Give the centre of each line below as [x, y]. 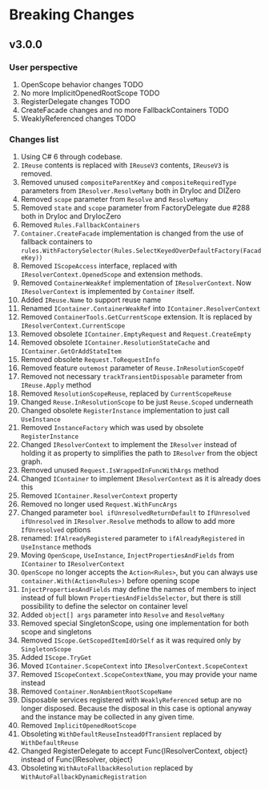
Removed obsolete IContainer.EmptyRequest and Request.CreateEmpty [136, 334]
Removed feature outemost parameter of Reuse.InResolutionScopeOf [132, 368]
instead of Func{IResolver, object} [76, 759]
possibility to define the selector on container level [104, 606]
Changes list [34, 139]
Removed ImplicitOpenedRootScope [78, 726]
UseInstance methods [56, 547]
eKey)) [32, 258]
